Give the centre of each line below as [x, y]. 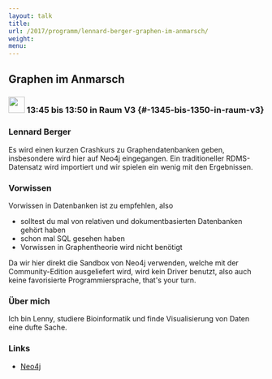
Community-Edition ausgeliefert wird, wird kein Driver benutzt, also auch [130, 272]
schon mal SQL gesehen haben [73, 239]
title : [19, 24]
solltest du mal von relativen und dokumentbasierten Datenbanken [131, 222]
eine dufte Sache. [38, 327]
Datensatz [26, 166]
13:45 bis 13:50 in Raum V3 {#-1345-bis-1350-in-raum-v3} [145, 110]
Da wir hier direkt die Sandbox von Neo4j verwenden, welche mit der [124, 263]
